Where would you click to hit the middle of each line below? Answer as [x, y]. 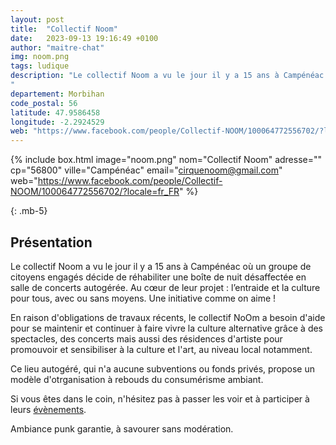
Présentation [51, 242]
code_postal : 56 [44, 103]
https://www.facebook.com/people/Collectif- [130, 181]
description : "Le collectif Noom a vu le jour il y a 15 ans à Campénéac [167, 76]
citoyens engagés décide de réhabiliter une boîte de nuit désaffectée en [158, 277]
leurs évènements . [48, 409]
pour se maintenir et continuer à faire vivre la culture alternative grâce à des [167, 328]
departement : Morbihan [57, 94]
